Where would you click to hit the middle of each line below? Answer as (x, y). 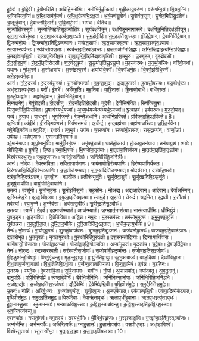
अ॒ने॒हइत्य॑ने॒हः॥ (20, 76)
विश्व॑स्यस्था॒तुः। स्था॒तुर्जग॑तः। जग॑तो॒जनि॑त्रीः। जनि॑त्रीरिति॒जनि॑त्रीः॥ (67, 157)
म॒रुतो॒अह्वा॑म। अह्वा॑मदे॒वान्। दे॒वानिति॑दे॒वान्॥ (46, 96)
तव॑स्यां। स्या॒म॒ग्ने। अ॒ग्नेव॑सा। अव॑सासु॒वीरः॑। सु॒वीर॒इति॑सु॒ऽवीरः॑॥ (65, 204)
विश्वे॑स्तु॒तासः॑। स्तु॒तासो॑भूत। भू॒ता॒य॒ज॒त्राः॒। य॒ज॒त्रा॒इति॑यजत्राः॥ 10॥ (67, 331)
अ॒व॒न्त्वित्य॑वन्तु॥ (21, 311)
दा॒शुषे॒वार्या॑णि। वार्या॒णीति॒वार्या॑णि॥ (36, 184)
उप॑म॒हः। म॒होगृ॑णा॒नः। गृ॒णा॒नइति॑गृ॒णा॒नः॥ (42, 137)
